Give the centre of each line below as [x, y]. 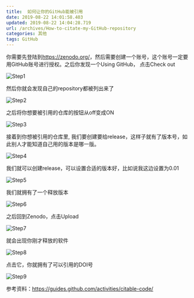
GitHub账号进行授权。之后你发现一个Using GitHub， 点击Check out [93, 64]
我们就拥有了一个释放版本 [37, 192]
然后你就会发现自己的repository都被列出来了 [60, 88]
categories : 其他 [27, 34]
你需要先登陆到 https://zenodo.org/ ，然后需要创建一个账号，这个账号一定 [95, 57]
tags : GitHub [22, 39]
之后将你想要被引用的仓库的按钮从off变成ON [60, 112]
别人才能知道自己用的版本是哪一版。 [55, 144]
